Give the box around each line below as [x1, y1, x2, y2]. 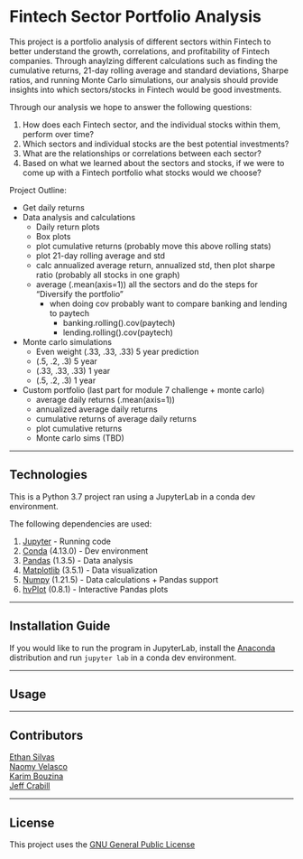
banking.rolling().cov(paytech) [62, 317, 176, 328]
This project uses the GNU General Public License [9, 839, 196, 850]
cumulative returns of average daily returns [35, 413, 197, 424]
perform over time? [22, 128, 95, 139]
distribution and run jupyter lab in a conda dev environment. [9, 652, 237, 663]
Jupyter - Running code [22, 536, 111, 546]
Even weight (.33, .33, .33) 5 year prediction [35, 346, 200, 357]
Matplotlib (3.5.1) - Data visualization [22, 565, 158, 575]
